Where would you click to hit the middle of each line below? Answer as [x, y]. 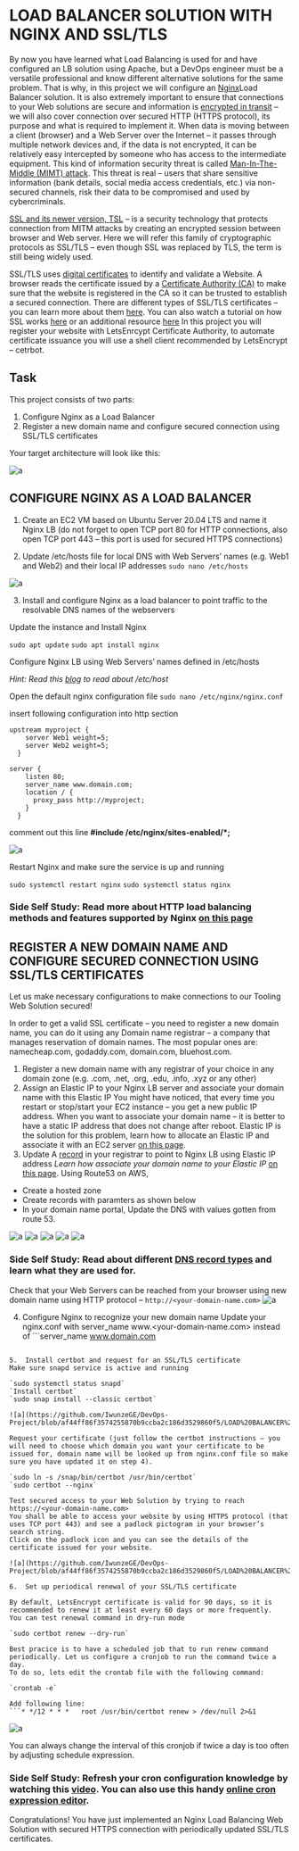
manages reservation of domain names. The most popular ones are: [133, 1042]
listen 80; [45, 776]
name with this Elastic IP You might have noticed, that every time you [148, 1098]
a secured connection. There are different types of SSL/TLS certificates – [144, 302]
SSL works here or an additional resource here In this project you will [135, 321]
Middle [22, 173]
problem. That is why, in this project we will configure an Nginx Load [133, 87]
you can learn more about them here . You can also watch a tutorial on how [146, 311]
